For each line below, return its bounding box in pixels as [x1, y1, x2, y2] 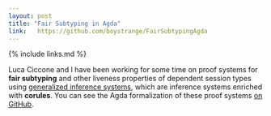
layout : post [8, 11, 53, 20]
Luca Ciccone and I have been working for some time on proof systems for [8, 65, 258, 75]
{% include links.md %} [8, 49, 87, 59]
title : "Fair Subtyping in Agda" [8, 19, 121, 28]
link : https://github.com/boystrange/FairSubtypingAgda [8, 27, 208, 35]
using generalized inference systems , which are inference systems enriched [8, 82, 263, 92]
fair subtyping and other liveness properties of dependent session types [8, 74, 252, 84]
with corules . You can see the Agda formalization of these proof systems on [8, 91, 263, 101]
